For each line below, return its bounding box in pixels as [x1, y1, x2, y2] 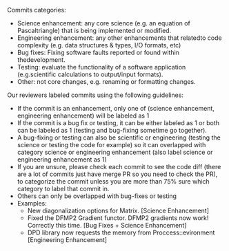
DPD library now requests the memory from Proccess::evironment [27, 228, 215, 237]
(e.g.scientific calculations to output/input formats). [17, 70, 163, 78]
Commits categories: [7, 6, 67, 14]
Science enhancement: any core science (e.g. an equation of [17, 19, 191, 27]
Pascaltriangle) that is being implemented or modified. [17, 27, 172, 34]
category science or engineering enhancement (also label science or [17, 148, 213, 156]
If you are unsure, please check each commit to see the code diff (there [17, 163, 221, 171]
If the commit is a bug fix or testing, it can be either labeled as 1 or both [17, 119, 219, 127]
